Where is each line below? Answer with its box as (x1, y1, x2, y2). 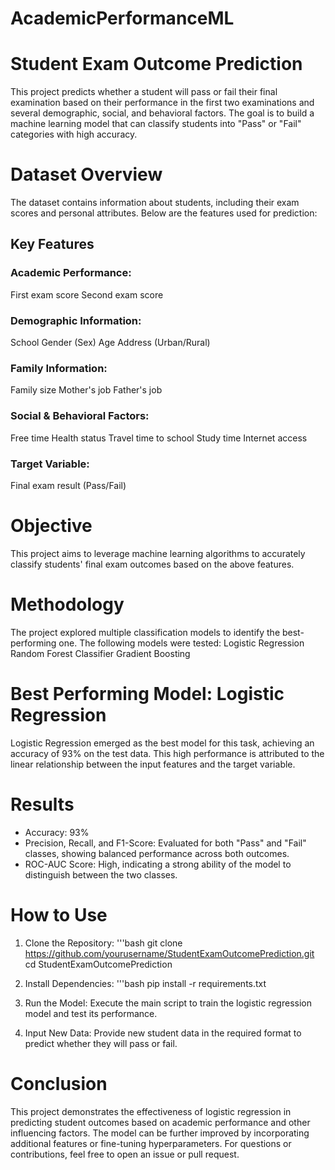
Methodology (10, 593, 125, 616)
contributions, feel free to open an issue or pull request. (10, 1148, 240, 1160)
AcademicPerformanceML (10, 7, 235, 30)
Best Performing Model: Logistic (10, 683, 285, 705)
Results (10, 793, 75, 816)
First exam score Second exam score (10, 288, 164, 301)
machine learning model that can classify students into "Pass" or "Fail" (10, 118, 302, 130)
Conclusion (10, 1072, 108, 1095)
